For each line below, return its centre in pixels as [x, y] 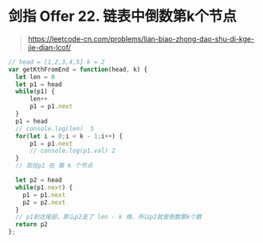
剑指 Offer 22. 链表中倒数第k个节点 [123, 16]
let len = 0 [35, 76]
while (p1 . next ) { [44, 187]
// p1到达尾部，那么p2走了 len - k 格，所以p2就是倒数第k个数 [109, 217]
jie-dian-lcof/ [49, 47]
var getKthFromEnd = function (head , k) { [78, 69]
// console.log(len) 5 [55, 128]
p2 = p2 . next [44, 202]
